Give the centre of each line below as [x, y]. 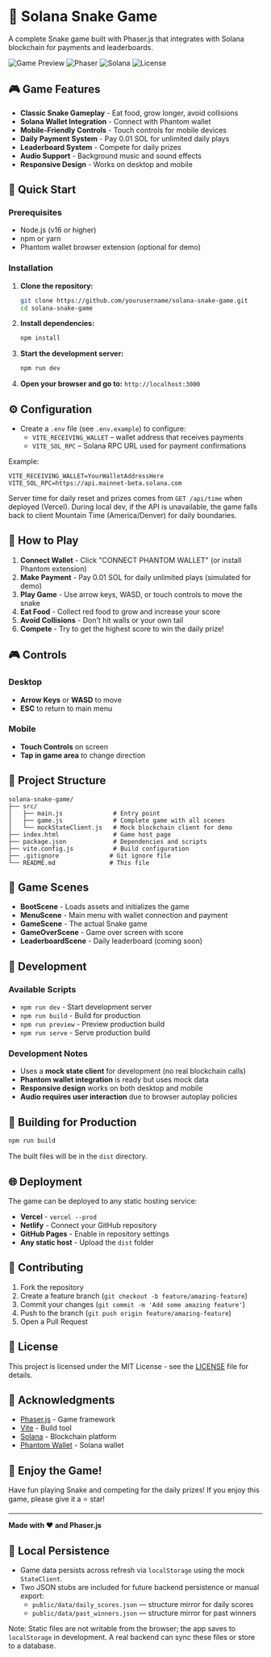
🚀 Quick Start [42, 190]
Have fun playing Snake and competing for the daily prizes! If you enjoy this [134, 1490]
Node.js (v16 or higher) [58, 230]
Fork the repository [52, 1287]
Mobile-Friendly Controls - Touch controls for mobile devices [123, 130]
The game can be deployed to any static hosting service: [103, 1200]
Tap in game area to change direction [83, 755]
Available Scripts [42, 989]
